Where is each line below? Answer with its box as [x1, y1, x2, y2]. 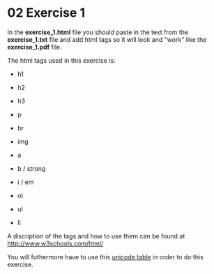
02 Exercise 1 [7, 5, 86, 21]
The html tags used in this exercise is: [7, 56, 116, 64]
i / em [17, 178, 34, 186]
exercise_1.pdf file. [7, 43, 63, 51]
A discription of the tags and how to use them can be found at [7, 231, 185, 240]
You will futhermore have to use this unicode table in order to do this [7, 252, 204, 261]
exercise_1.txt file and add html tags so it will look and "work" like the [7, 35, 207, 43]
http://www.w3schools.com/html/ [7, 239, 104, 248]
